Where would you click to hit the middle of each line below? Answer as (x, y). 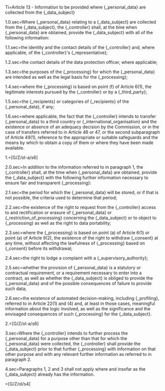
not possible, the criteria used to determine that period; (61, 198)
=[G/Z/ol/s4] (18, 384)
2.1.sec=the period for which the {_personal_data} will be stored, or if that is (82, 192)
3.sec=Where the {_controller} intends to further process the (66, 333)
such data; (16, 289)
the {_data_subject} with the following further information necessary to (77, 177)
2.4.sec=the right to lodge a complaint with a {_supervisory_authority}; (77, 258)
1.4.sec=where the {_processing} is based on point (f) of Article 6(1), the (78, 87)
